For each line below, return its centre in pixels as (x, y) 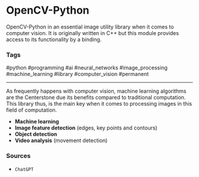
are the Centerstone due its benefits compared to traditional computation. (96, 97)
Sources (18, 156)
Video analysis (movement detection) (61, 141)
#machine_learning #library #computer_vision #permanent (78, 74)
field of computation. (32, 110)
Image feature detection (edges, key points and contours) (86, 128)
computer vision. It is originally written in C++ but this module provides (93, 33)
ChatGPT (24, 169)
